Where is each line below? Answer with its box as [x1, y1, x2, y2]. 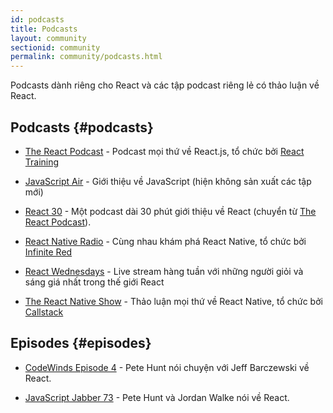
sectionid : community [10, 42, 101, 53]
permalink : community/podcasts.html [10, 52, 163, 62]
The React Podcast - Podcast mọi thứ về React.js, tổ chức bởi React [24, 145, 305, 157]
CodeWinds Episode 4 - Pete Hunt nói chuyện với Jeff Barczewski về [24, 361, 310, 373]
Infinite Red [24, 246, 73, 258]
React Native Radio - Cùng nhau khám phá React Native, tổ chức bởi [24, 235, 307, 247]
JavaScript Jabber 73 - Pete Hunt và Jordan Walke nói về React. [24, 391, 290, 403]
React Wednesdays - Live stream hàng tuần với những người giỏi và [24, 265, 304, 277]
